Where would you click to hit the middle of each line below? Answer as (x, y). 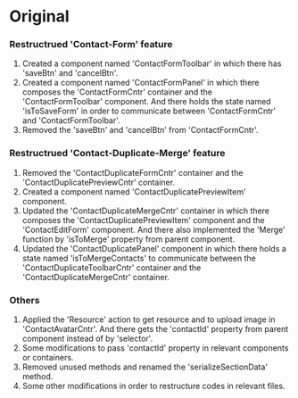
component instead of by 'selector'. (87, 339)
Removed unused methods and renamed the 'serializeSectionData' (145, 367)
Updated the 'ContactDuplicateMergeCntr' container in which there (146, 211)
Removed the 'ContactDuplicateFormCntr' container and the (132, 172)
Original (39, 17)
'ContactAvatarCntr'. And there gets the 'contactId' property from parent (155, 329)
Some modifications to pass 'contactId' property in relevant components (155, 348)
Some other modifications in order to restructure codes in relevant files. (153, 386)
